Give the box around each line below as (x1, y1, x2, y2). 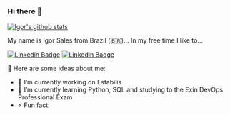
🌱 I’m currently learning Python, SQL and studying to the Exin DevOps (17, 85, 224, 94)
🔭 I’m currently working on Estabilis (17, 78, 122, 87)
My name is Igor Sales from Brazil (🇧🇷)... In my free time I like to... (7, 36, 204, 45)
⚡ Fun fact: (17, 101, 50, 109)
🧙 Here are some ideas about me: (7, 64, 106, 73)
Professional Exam (17, 93, 73, 102)
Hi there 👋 (7, 6, 43, 16)
